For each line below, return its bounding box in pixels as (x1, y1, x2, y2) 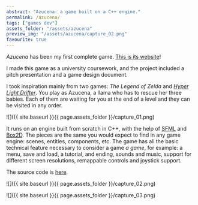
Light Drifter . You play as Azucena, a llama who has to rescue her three (6, 89, 182, 96)
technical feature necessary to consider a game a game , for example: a (6, 144, 183, 151)
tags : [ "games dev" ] (6, 20, 58, 26)
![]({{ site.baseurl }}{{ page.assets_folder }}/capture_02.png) (6, 180, 156, 187)
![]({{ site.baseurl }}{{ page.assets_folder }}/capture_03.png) (6, 192, 156, 198)
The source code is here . (6, 168, 68, 176)
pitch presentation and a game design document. (6, 71, 128, 78)
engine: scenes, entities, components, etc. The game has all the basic (6, 138, 179, 144)
